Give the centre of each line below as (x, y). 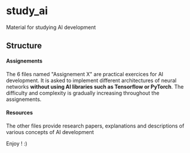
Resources (20, 113)
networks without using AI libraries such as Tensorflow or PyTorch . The (95, 86)
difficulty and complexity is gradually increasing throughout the (83, 93)
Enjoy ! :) (17, 144)
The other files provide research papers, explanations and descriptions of (95, 126)
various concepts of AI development (50, 132)
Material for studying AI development (51, 27)
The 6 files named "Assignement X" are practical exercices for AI (85, 74)
